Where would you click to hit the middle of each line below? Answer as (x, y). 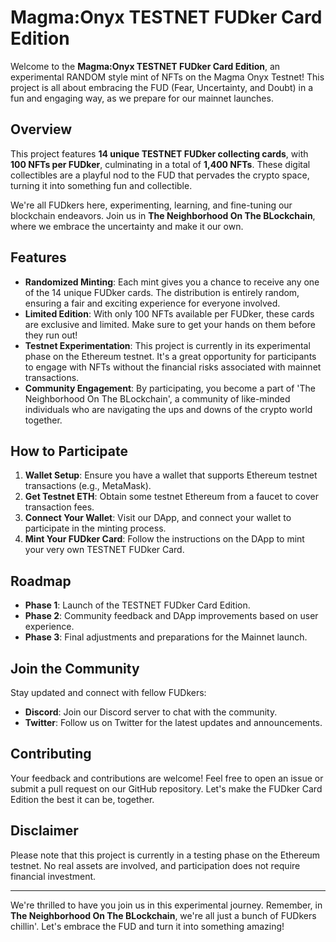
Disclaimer (44, 831)
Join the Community (75, 668)
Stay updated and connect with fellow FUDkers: (108, 692)
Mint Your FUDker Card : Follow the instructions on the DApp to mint (164, 539)
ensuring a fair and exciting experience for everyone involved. (152, 303)
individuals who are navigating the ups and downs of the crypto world (168, 409)
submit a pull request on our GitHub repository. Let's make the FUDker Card (166, 788)
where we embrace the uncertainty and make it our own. (127, 226)
